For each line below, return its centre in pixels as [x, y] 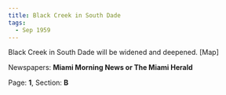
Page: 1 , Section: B [38, 82]
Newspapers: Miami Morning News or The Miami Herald [101, 68]
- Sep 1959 [33, 30]
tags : [17, 23]
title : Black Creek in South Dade [65, 15]
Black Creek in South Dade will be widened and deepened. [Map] [114, 53]
